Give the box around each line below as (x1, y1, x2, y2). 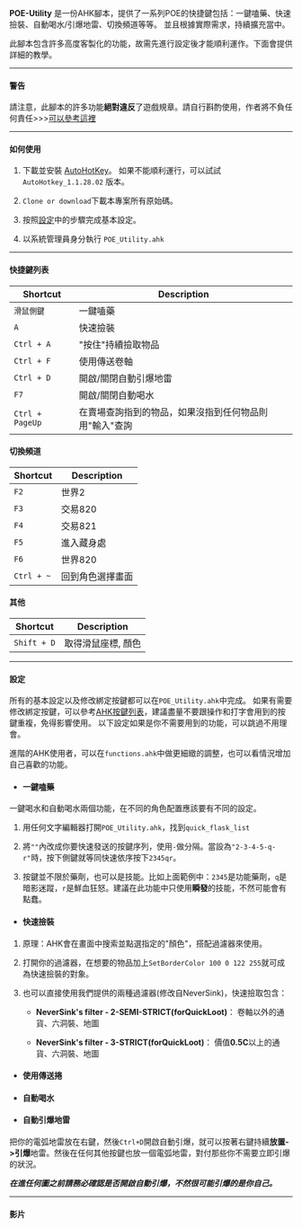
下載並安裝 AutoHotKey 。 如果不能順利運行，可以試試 (22, 165, 222, 176)
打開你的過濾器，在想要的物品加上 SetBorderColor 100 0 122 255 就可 (22, 957, 278, 967)
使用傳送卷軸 (78, 355, 133, 367)
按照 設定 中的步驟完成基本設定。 (22, 215, 141, 225)
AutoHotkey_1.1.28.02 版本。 (22, 176, 129, 187)
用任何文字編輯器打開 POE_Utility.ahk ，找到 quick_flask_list (22, 822, 250, 833)
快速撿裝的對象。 (30, 968, 94, 979)
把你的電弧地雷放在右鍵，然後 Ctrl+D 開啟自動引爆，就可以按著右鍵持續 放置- (9, 1136, 289, 1147)
